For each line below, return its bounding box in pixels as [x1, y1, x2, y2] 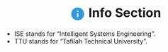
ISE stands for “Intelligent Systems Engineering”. [13, 30, 156, 38]
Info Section [88, 5, 162, 21]
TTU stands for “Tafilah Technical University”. [13, 37, 147, 45]
